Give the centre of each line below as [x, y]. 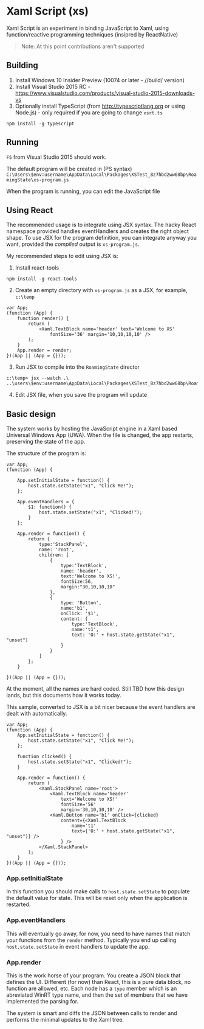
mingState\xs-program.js [38, 180]
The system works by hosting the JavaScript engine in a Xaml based [92, 429]
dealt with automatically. [37, 714]
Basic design [31, 414]
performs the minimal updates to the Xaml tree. [65, 1020]
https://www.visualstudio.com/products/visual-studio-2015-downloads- [105, 93]
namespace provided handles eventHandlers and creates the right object [98, 231]
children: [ [54, 555]
